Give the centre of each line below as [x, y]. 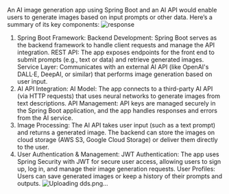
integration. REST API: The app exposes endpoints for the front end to [116, 52]
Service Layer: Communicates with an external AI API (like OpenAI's [113, 67]
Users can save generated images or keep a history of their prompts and [120, 176]
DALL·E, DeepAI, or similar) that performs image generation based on [114, 74]
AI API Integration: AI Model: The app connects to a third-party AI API [115, 89]
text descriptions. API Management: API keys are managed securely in [116, 103]
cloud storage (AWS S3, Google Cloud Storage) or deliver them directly [117, 140]
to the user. [33, 147]
